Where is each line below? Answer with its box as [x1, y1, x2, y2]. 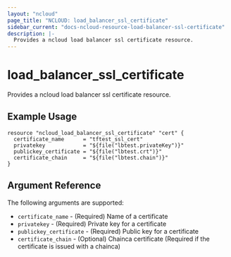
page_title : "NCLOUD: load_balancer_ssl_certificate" [7, 17, 169, 24]
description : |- [7, 30, 55, 37]
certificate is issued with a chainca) [17, 241, 121, 251]
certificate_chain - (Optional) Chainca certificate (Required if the [17, 234, 210, 243]
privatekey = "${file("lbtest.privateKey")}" [13, 142, 185, 149]
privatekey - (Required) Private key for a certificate [17, 220, 167, 228]
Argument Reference [7, 179, 101, 191]
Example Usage [7, 111, 77, 123]
